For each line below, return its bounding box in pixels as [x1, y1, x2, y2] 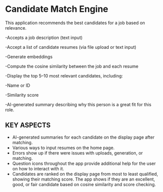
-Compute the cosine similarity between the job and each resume [5, 63, 139, 69]
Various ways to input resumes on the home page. [12, 145, 115, 151]
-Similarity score [5, 92, 39, 98]
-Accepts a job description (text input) [5, 35, 83, 40]
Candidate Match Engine [5, 3, 109, 15]
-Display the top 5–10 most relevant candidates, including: [5, 73, 123, 78]
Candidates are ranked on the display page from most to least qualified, [12, 171, 158, 177]
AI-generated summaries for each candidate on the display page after [12, 134, 155, 140]
